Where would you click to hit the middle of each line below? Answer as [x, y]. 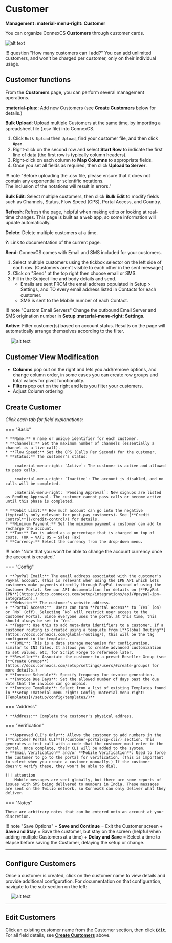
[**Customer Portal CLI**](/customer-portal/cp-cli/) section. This [80, 740]
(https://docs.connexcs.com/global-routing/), [56, 635]
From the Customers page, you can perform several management [75, 92]
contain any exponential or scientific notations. [55, 181]
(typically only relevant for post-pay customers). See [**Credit [78, 515]
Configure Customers [41, 863]
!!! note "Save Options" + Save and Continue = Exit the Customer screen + [84, 826]
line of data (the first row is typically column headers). [70, 155]
